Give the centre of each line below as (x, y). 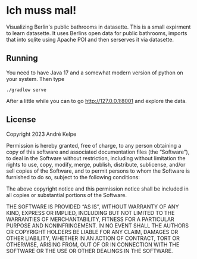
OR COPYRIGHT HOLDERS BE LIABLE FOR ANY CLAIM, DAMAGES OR (92, 232)
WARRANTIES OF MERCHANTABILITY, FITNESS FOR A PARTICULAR (90, 219)
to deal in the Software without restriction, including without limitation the (96, 158)
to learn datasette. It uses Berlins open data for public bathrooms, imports (97, 33)
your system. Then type (35, 79)
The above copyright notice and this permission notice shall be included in (97, 189)
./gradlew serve (26, 90)
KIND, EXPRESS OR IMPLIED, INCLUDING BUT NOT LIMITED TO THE (90, 213)
